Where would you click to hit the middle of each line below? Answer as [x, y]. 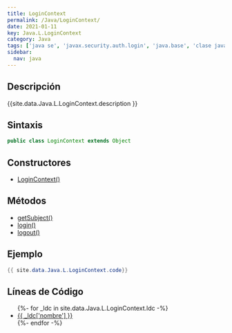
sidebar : [20, 53]
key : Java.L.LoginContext [44, 33]
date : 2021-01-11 [32, 26]
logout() [28, 232]
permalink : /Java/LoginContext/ [54, 20]
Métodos [27, 201]
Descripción [34, 87]
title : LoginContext [37, 13]
